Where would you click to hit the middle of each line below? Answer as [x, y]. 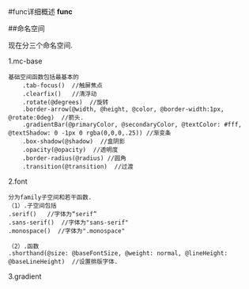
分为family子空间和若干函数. [50, 197]
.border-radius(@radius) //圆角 [74, 158]
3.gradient [25, 276]
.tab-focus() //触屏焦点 [62, 86]
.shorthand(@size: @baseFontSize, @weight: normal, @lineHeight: [118, 253]
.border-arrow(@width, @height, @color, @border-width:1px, [123, 109]
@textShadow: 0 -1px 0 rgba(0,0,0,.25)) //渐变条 [90, 133]
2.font [18, 181]
